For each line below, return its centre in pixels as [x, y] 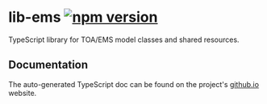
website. [23, 93]
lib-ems [35, 17]
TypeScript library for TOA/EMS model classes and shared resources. [124, 40]
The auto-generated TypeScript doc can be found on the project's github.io [134, 84]
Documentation [48, 65]
